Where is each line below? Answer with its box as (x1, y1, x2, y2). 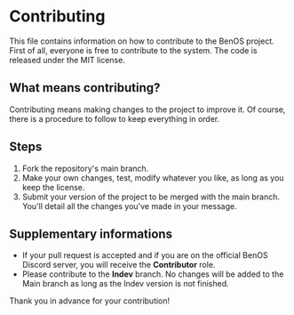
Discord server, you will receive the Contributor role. (21, 260, 216, 271)
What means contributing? (9, 80, 161, 95)
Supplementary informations (9, 226, 173, 241)
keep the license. (21, 182, 85, 192)
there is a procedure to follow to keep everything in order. (9, 113, 220, 124)
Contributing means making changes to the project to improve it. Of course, (9, 104, 286, 115)
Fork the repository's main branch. (21, 163, 149, 174)
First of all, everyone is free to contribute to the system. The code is (9, 44, 258, 55)
